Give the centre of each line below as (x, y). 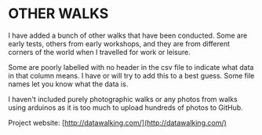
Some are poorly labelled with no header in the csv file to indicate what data (131, 67)
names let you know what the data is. (68, 84)
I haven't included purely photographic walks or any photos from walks (123, 99)
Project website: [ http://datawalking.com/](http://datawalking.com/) (118, 122)
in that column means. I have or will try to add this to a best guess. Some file (131, 75)
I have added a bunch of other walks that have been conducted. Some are (128, 35)
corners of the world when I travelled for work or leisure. (99, 52)
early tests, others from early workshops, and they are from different (119, 43)
